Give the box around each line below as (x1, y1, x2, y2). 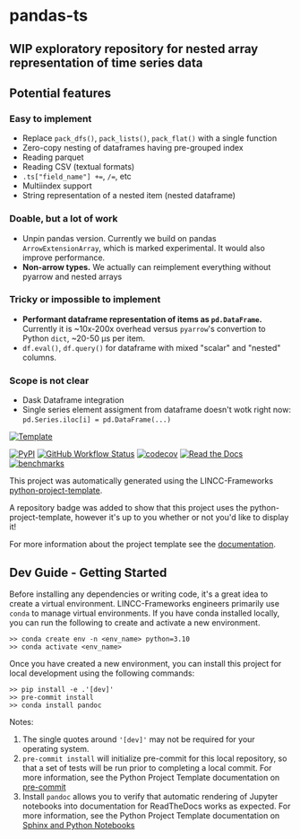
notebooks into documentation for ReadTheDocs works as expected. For (21, 800, 291, 811)
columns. (21, 352, 56, 363)
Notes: (9, 716, 34, 727)
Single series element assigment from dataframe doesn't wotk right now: (21, 405, 291, 415)
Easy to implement (9, 112, 92, 125)
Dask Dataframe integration (21, 395, 124, 406)
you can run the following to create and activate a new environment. (9, 616, 261, 628)
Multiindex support (21, 180, 92, 191)
